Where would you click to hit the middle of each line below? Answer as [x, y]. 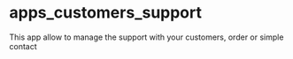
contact [23, 46]
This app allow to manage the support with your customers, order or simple [146, 37]
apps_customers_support [105, 13]
